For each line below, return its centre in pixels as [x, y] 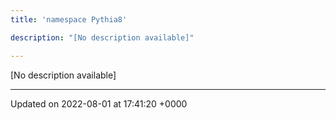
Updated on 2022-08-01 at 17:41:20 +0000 [99, 103]
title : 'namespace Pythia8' [69, 19]
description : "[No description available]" [102, 37]
